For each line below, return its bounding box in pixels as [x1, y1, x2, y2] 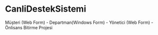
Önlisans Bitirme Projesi [5, 24, 53, 30]
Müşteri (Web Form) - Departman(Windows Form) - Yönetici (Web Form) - [5, 19, 154, 25]
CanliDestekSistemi [5, 3, 87, 15]
